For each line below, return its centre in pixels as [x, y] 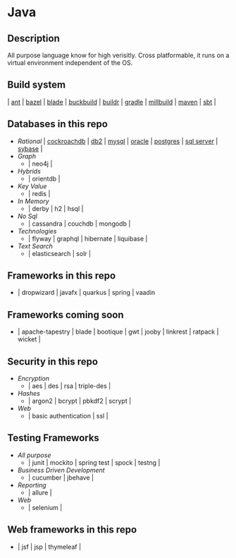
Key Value [32, 186]
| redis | [39, 193]
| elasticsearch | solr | [60, 253]
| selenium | [45, 507]
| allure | [40, 492]
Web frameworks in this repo [72, 530]
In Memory [33, 201]
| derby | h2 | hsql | [56, 208]
